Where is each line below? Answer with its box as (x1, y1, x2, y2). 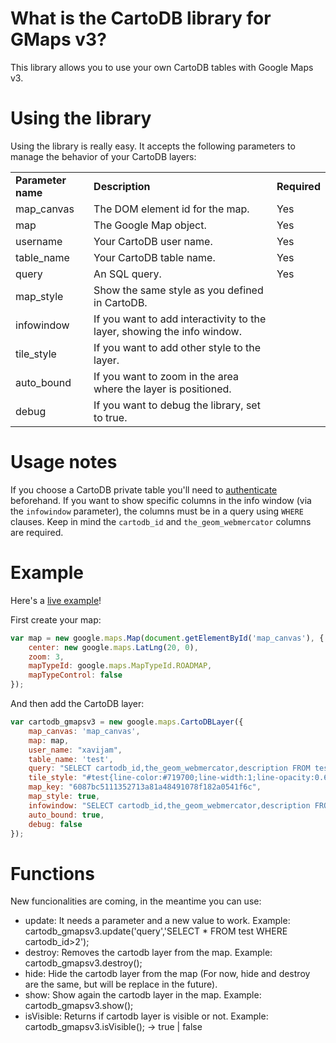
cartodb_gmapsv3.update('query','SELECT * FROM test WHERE (24, 925, 288, 937)
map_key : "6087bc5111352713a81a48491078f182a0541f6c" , (28, 782, 262, 792)
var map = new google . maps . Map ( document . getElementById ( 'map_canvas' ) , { (10, 633, 325, 643)
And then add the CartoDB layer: (10, 698, 145, 709)
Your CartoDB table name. (93, 250, 216, 264)
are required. (10, 526, 64, 538)
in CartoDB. (93, 295, 148, 309)
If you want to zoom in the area (93, 369, 239, 383)
